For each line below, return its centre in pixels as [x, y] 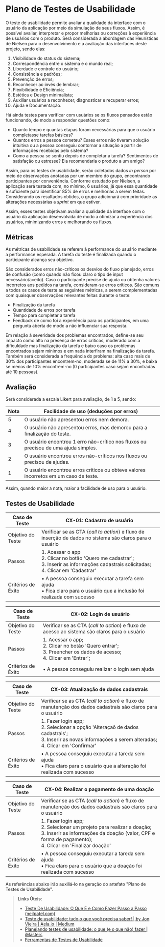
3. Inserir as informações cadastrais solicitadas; [96, 564]
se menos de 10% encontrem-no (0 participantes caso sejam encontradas [81, 366]
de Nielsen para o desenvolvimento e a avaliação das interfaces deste [76, 43]
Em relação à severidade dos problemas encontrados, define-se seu [75, 335]
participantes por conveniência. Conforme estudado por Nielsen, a [73, 181]
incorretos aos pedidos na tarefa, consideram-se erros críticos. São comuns [82, 285]
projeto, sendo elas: [25, 49]
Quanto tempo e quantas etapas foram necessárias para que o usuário [84, 129]
